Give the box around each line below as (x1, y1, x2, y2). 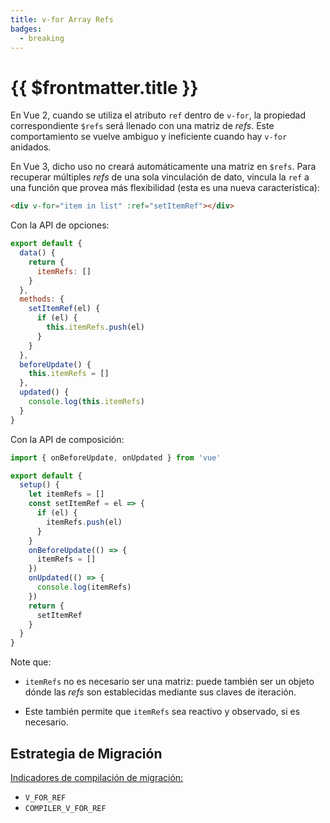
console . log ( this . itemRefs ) (28, 397, 145, 407)
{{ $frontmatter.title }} (10, 76, 199, 99)
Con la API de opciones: (10, 219, 110, 231)
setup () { (19, 480, 60, 490)
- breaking (19, 33, 65, 43)
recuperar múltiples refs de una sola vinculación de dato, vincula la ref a (10, 171, 310, 183)
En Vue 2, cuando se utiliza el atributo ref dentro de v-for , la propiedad (10, 109, 307, 121)
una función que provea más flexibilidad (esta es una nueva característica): (10, 182, 320, 194)
